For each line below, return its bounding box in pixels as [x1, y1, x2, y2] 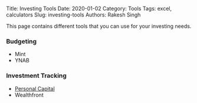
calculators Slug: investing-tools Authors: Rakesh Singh [6, 11, 141, 18]
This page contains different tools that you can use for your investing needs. [6, 23, 192, 29]
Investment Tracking [6, 72, 67, 80]
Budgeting [6, 37, 37, 45]
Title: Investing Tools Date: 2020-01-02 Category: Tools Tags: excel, [6, 5, 172, 12]
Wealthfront [14, 91, 44, 98]
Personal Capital [14, 85, 55, 92]
